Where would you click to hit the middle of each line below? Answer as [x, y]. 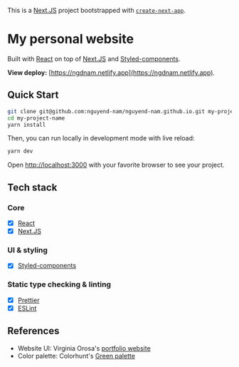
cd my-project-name [36, 118]
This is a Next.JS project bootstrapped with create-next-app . [97, 10]
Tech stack [32, 187]
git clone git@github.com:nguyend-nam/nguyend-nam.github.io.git [106, 111]
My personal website [71, 39]
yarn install [27, 125]
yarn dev [20, 151]
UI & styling [28, 250]
